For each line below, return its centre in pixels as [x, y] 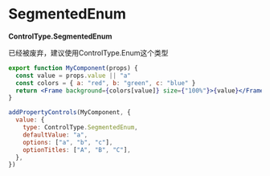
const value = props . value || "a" [73, 76]
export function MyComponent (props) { [73, 68]
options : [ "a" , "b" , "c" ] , [68, 142]
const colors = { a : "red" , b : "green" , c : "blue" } [106, 83]
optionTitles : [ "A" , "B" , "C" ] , [77, 149]
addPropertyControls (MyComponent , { [70, 113]
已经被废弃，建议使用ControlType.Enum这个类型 [88, 52]
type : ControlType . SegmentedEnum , [80, 128]
